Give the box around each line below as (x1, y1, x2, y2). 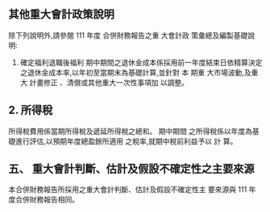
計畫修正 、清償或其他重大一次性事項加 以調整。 (29, 77, 189, 87)
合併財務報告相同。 (15, 195, 79, 205)
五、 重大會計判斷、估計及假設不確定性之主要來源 (8, 162, 255, 176)
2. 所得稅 (8, 104, 53, 117)
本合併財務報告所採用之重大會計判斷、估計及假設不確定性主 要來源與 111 (8, 185, 247, 194)
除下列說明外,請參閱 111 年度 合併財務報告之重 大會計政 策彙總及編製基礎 (8, 31, 248, 40)
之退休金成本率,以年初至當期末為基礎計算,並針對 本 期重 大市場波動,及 (19, 67, 251, 77)
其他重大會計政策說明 (8, 7, 114, 22)
